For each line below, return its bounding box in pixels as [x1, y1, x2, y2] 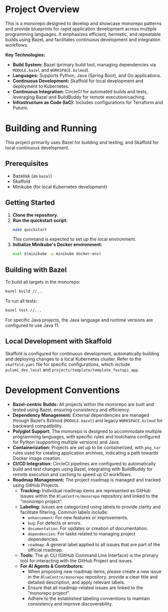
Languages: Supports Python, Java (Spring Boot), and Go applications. [12, 72, 161, 78]
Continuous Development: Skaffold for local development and [12, 78, 143, 84]
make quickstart [12, 227, 47, 232]
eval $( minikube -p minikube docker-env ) [12, 251, 102, 257]
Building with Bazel [5, 265, 67, 274]
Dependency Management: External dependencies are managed [12, 412, 149, 418]
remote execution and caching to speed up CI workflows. [12, 471, 133, 478]
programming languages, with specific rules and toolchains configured [12, 433, 160, 439]
